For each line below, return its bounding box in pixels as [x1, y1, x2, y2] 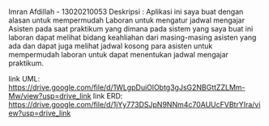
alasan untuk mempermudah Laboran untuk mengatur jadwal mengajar [8, 15, 246, 25]
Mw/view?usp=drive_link [8, 91, 92, 100]
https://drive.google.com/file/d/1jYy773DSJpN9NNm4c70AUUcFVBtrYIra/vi [8, 100, 261, 109]
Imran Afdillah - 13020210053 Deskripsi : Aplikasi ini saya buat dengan [8, 7, 244, 16]
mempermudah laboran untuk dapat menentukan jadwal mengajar [8, 50, 229, 59]
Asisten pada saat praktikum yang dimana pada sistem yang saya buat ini [8, 24, 254, 33]
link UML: [8, 74, 41, 83]
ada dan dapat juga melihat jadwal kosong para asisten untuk [8, 41, 213, 51]
